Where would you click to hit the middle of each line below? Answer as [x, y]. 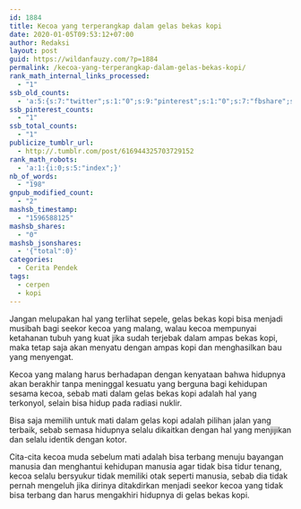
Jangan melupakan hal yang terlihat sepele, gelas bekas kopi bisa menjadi [146, 319]
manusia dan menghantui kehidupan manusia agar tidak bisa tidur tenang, [146, 466]
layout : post [34, 51]
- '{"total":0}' [47, 251]
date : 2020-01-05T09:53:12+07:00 [72, 34]
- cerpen [34, 285]
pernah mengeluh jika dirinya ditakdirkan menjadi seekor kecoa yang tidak [146, 485]
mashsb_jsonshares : [46, 243]
